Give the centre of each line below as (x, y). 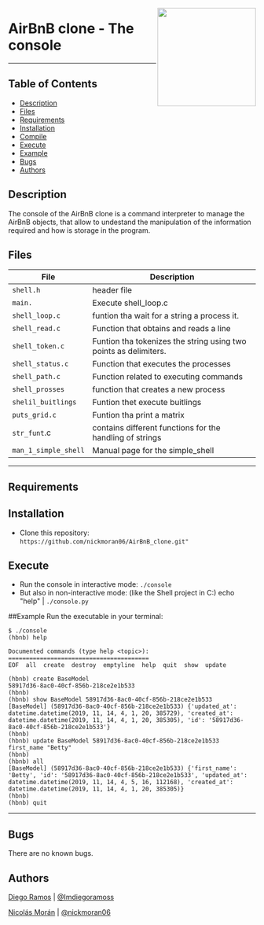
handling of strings (127, 438)
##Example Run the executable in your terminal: (86, 617)
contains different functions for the (156, 428)
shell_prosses (38, 390)
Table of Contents (53, 84)
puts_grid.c (35, 415)
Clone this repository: (54, 533)
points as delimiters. (129, 352)
